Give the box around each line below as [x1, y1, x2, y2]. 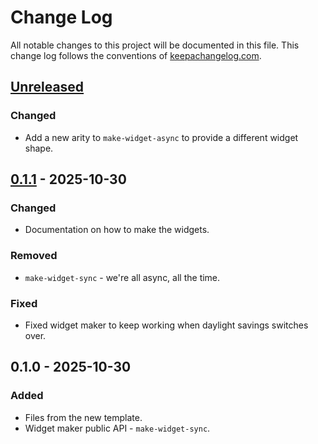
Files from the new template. [24, 411, 143, 423]
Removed [10, 249, 58, 263]
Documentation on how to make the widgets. [24, 224, 210, 236]
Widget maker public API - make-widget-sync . [24, 422, 211, 434]
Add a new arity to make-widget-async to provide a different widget [24, 131, 299, 143]
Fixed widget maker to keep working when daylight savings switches [24, 319, 309, 331]
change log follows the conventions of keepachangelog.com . [10, 49, 262, 61]
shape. [24, 142, 54, 154]
